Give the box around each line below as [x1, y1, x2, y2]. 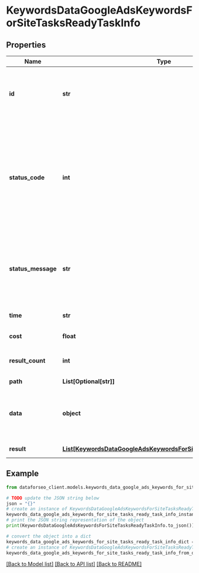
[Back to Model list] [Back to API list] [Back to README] [6, 561, 142, 568]
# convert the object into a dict [6, 533, 92, 539]
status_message [9, 265, 57, 273]
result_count [9, 356, 46, 365]
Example [6, 469, 39, 479]
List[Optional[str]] [62, 377, 115, 386]
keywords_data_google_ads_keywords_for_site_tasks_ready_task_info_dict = [6, 539, 195, 545]
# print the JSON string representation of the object [6, 517, 145, 523]
